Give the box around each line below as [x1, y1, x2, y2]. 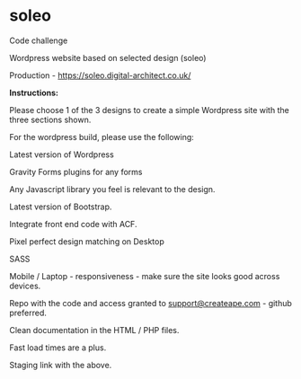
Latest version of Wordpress [9, 149, 114, 160]
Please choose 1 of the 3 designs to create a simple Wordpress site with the [9, 104, 289, 115]
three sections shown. [9, 114, 92, 125]
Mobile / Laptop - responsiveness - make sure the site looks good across [9, 270, 280, 281]
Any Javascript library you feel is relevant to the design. [9, 183, 216, 194]
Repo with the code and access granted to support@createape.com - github [9, 297, 292, 308]
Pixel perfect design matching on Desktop [9, 235, 164, 247]
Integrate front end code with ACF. [9, 218, 137, 229]
